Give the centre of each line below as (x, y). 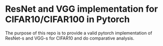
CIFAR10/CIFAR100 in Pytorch (68, 19)
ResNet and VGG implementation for (81, 9)
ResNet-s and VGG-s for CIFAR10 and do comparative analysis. (70, 38)
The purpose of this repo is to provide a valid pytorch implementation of (79, 33)
